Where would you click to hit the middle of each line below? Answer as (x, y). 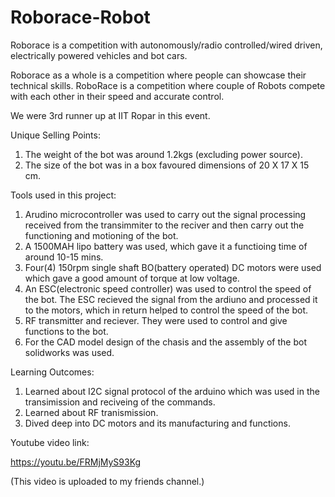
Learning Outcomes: (52, 372)
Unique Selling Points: (55, 135)
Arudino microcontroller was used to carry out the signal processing (165, 214)
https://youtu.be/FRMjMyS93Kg (76, 462)
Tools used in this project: (63, 195)
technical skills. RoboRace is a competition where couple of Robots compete (168, 85)
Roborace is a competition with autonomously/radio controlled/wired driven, (166, 45)
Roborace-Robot (80, 17)
